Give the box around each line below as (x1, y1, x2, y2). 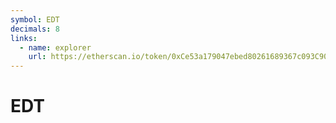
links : (10, 33, 38, 43)
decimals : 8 (10, 24, 60, 34)
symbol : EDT (10, 14, 60, 25)
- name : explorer (19, 42, 92, 53)
